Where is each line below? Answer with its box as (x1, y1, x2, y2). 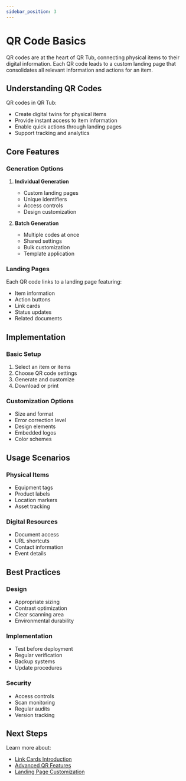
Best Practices (6, 567, 61, 577)
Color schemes (14, 436, 52, 443)
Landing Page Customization (14, 768, 85, 776)
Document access (14, 531, 59, 538)
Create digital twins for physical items (14, 111, 107, 118)
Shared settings (23, 237, 62, 245)
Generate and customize (14, 376, 75, 383)
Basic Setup (6, 350, 41, 358)
